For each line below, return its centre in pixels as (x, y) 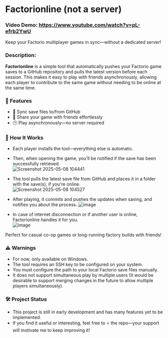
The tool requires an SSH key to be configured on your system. (78, 264)
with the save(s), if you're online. (46, 184)
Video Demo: (21, 25)
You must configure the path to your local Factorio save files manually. (85, 269)
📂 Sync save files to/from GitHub (46, 112)
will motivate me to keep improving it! (51, 330)
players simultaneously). (38, 286)
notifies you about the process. (45, 205)
